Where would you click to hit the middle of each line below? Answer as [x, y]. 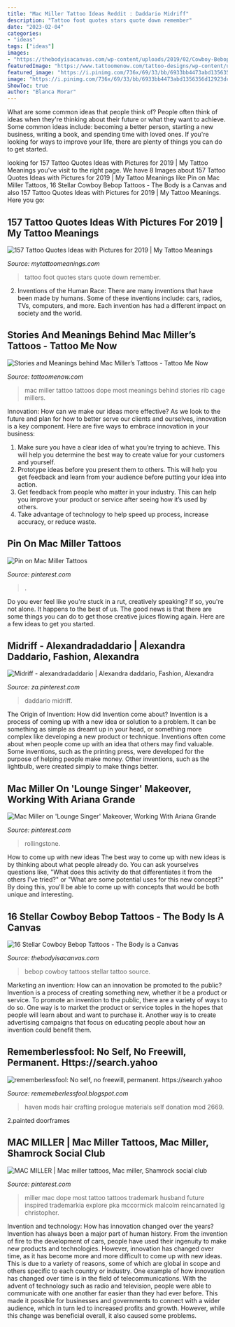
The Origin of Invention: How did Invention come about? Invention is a [108, 714]
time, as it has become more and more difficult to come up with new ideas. [115, 1255]
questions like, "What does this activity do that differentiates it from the [110, 872]
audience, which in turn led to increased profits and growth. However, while [116, 1308]
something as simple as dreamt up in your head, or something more [105, 729]
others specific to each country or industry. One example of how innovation [116, 1271]
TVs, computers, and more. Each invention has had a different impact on [121, 305]
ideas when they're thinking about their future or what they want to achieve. [116, 119]
